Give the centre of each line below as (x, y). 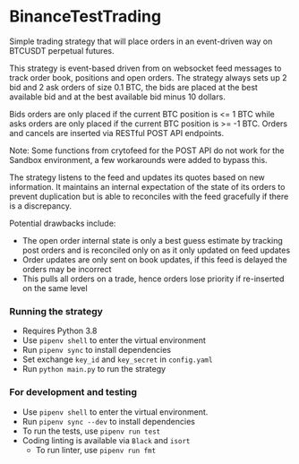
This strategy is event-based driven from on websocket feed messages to (145, 68)
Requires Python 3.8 (60, 331)
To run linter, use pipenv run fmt (96, 450)
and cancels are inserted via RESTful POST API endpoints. (117, 133)
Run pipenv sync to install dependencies (97, 350)
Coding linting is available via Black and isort (106, 440)
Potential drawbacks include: (63, 223)
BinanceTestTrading (85, 17)
